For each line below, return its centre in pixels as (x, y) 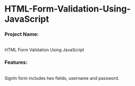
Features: (16, 62)
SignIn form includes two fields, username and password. (62, 78)
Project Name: (22, 34)
